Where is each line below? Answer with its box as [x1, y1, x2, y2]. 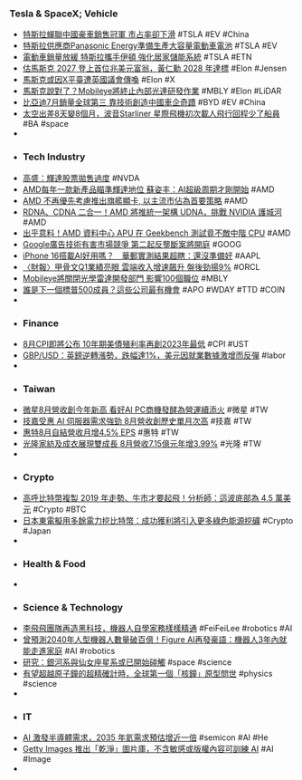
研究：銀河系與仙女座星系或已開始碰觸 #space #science [22, 657, 232, 668]
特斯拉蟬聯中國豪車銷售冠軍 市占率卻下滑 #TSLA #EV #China [22, 29, 250, 40]
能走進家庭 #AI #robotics [22, 646, 116, 657]
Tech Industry [22, 150, 86, 163]
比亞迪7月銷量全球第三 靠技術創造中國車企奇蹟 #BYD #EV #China [22, 97, 266, 108]
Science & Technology [22, 601, 124, 613]
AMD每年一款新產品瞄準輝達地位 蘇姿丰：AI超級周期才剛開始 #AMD [22, 184, 275, 195]
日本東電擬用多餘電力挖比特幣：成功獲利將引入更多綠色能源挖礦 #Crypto [22, 515, 294, 526]
